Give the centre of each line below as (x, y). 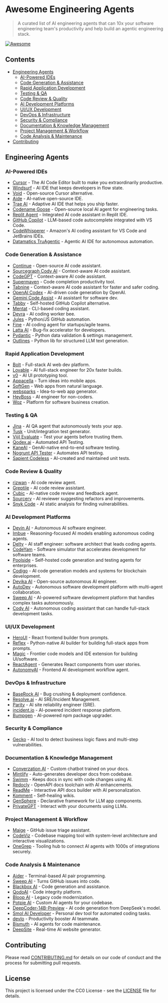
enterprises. (25, 565)
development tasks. (33, 613)
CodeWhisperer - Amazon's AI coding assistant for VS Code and (79, 231)
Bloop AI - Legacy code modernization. (53, 897)
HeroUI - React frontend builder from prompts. (61, 638)
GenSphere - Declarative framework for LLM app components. (77, 801)
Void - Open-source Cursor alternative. (53, 193)
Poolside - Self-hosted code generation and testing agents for (77, 560)
